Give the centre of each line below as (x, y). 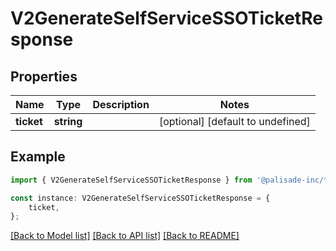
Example (38, 157)
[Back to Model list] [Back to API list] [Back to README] (125, 236)
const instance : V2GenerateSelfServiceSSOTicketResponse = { (140, 198)
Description (121, 104)
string (68, 121)
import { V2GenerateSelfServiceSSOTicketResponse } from (131, 180)
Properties (44, 76)
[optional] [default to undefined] (234, 121)
